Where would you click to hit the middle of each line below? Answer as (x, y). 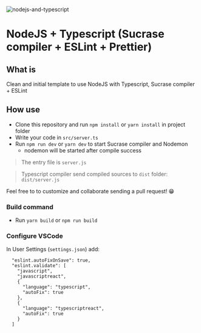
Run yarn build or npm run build (56, 220)
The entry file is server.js (54, 162)
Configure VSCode (35, 236)
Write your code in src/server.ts (56, 137)
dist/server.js (40, 180)
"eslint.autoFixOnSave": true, (51, 260)
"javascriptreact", (42, 277)
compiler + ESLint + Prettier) (79, 47)
